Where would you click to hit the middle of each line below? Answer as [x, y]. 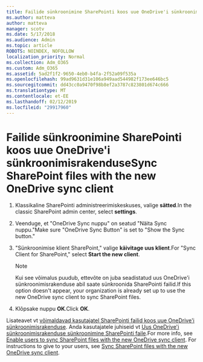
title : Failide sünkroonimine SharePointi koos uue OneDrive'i [88, 12]
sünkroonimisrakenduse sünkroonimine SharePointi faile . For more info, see [100, 334]
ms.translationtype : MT [36, 91]
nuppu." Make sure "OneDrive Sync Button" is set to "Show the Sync [100, 230]
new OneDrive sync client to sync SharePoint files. [78, 297]
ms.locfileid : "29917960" [39, 107]
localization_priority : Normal [46, 57]
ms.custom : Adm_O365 [32, 68]
